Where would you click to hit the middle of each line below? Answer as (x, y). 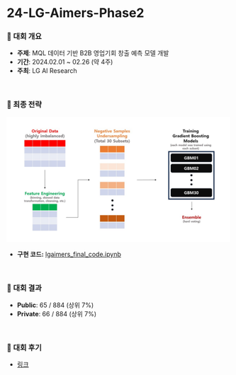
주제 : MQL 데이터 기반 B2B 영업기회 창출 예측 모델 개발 (93, 53)
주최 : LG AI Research (47, 71)
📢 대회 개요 (24, 37)
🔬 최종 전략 (24, 105)
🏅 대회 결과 (24, 288)
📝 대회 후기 (24, 347)
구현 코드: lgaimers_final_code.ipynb (69, 254)
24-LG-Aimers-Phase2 (75, 13)
